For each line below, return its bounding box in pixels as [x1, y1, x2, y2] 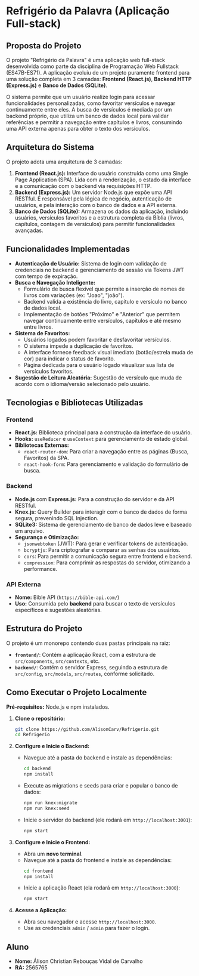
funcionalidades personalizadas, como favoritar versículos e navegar [6, 100, 176, 107]
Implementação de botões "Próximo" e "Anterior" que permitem [23, 310, 181, 317]
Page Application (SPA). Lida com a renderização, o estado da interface [14, 176, 191, 183]
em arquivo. [14, 527, 45, 535]
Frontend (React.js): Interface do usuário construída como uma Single [14, 169, 189, 177]
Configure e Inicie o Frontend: [14, 838, 91, 845]
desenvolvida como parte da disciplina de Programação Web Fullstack [6, 63, 179, 70]
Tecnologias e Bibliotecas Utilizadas [6, 398, 144, 408]
